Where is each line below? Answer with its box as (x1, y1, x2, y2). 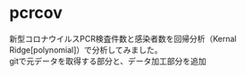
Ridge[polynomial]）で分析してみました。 (9, 44, 163, 55)
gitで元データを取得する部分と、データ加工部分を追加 (9, 55, 207, 66)
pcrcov (9, 3, 63, 23)
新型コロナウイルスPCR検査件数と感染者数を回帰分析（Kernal (9, 33, 237, 44)
